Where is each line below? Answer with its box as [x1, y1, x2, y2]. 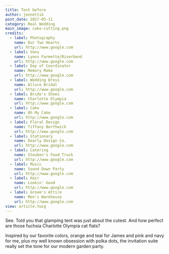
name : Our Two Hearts [14, 40, 60, 45]
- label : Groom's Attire [10, 190, 62, 195]
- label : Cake [10, 106, 39, 111]
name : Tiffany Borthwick [14, 124, 67, 129]
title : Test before [5, 7, 46, 13]
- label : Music [10, 161, 42, 166]
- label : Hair [10, 176, 39, 181]
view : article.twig [5, 204, 46, 209]
